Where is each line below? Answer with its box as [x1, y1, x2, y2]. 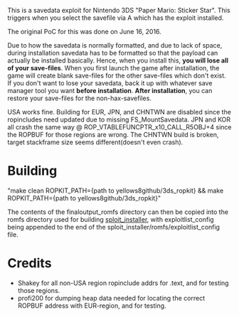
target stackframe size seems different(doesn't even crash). [7, 138, 184, 146]
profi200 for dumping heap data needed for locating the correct [17, 294, 205, 302]
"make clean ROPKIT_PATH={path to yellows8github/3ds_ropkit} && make [7, 186, 224, 195]
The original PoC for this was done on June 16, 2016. [7, 28, 161, 36]
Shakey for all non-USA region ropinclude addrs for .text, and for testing [17, 279, 229, 287]
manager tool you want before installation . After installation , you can [7, 87, 213, 95]
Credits [7, 255, 52, 272]
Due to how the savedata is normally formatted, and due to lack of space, [7, 41, 223, 49]
